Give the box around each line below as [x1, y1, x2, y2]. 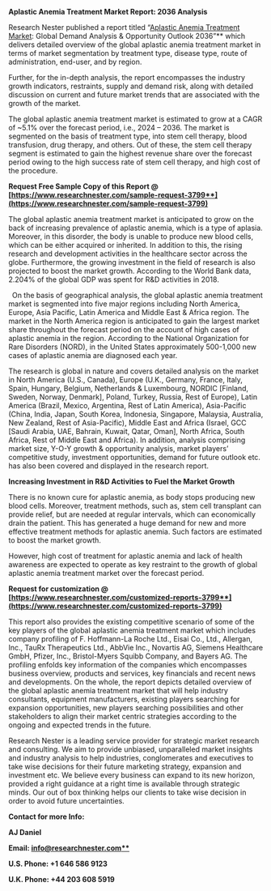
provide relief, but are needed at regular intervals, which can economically [8, 509, 256, 519]
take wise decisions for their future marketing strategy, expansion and [8, 761, 242, 771]
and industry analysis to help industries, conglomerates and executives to [8, 753, 254, 762]
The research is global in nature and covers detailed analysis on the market [8, 366, 259, 376]
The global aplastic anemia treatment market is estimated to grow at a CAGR [8, 114, 263, 124]
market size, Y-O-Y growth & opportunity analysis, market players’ [8, 444, 229, 453]
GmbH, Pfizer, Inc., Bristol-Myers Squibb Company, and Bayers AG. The [8, 651, 248, 661]
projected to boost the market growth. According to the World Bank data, [8, 266, 252, 275]
